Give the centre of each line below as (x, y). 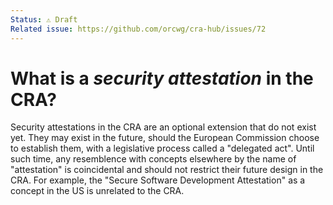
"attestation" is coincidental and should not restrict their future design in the (167, 170)
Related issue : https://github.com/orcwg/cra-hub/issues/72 (138, 29)
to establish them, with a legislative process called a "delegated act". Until (162, 148)
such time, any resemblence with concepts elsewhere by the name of (153, 159)
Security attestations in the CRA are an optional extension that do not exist (163, 127)
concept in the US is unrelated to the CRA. (97, 191)
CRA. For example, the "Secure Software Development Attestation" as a (158, 180)
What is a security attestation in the (162, 78)
